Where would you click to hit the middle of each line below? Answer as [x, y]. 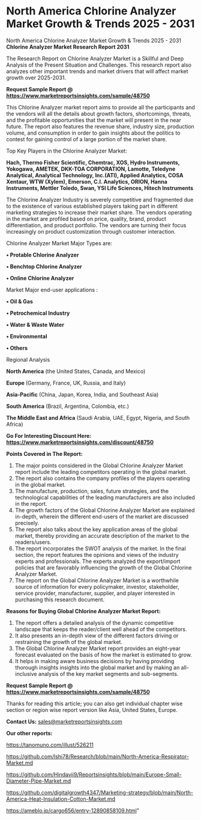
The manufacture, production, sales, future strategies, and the [92, 491]
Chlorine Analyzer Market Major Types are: [59, 243]
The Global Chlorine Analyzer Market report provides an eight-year [98, 648]
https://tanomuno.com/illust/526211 [50, 745]
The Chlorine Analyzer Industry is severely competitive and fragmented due [100, 199]
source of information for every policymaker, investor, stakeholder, [97, 586]
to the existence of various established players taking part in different [92, 206]
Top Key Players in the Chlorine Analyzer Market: [67, 151]
